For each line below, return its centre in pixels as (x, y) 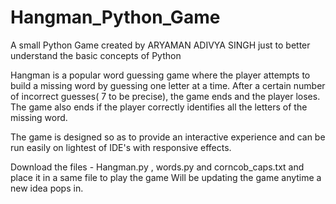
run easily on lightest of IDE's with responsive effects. (121, 147)
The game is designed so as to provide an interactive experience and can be (168, 137)
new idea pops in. (47, 188)
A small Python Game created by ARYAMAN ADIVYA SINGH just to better (160, 45)
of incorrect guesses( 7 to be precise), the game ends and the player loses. (165, 96)
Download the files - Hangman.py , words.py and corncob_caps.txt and (157, 167)
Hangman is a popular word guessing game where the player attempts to (160, 75)
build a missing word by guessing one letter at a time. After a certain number (168, 85)
